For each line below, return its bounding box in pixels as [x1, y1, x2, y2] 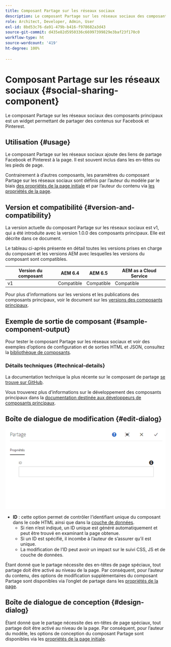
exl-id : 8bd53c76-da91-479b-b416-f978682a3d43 [5, 24, 106, 30]
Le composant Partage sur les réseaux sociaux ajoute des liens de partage [5, 151, 162, 157]
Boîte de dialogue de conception [5, 598, 110, 607]
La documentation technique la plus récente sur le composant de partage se [5, 373, 165, 380]
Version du [18, 267, 43, 274]
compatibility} [5, 211, 52, 220]
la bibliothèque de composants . [5, 349, 71, 356]
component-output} [5, 325, 70, 334]
